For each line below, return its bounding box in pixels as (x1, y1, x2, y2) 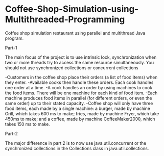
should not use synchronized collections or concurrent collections (5, 65, 139, 71)
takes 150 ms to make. (5, 121, 50, 127)
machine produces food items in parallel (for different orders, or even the (5, 95, 153, 101)
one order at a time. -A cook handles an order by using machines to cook (5, 84, 153, 90)
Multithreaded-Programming (5, 14, 125, 25)
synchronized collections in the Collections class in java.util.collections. (5, 145, 149, 151)
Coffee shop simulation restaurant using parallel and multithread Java (5, 30, 145, 36)
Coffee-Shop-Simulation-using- (5, 3, 139, 15)
